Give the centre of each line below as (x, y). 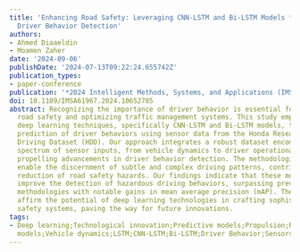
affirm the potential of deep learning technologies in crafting (142, 201)
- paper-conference (46, 84)
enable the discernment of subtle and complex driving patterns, (142, 167)
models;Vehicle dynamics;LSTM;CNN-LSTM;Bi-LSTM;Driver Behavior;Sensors (155, 233)
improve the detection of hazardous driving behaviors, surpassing (146, 184)
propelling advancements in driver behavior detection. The (131, 159)
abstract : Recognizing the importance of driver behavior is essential (145, 109)
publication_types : (46, 76)
